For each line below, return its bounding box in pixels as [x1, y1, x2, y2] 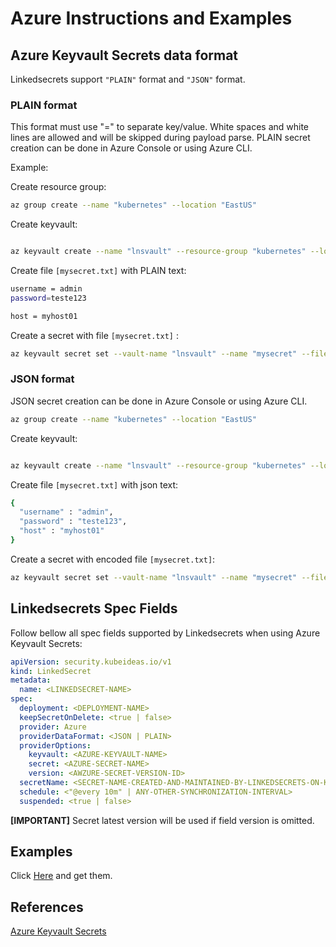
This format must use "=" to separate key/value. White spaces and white [10, 121, 310, 133]
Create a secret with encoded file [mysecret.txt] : [10, 553, 216, 565]
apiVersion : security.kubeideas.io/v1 [10, 657, 172, 667]
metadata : [10, 675, 52, 686]
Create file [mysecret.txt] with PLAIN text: [10, 265, 187, 277]
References [10, 898, 84, 916]
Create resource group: [10, 181, 107, 193]
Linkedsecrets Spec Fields [10, 600, 178, 617]
